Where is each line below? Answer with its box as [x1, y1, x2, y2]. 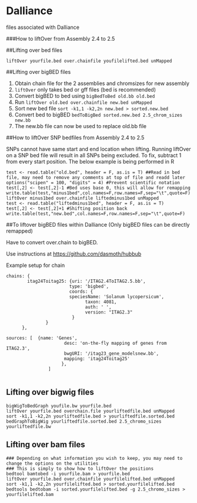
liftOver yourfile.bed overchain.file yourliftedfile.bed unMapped [6, 408, 175, 414]
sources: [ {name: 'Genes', [6, 335, 78, 341]
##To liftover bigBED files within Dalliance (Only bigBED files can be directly [6, 221, 190, 228]
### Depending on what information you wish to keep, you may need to [6, 455, 183, 461]
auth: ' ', [85, 304, 112, 310]
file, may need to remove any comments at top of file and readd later [6, 174, 185, 181]
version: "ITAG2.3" [85, 309, 133, 315]
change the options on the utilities [6, 460, 99, 466]
